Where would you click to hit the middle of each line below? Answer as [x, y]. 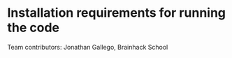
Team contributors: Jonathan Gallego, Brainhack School [88, 47]
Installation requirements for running [116, 13]
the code [34, 28]
